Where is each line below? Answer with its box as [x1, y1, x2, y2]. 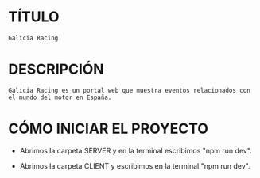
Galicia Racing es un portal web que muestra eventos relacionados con [8, 86, 250, 94]
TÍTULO [8, 8, 60, 26]
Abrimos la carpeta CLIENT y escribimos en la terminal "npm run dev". [19, 161, 250, 170]
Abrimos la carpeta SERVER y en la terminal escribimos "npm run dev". [19, 146, 252, 155]
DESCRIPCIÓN [8, 60, 105, 78]
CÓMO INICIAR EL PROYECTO [8, 119, 209, 138]
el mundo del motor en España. [8, 93, 112, 101]
